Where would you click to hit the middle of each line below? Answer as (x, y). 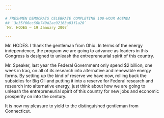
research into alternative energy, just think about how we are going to (75, 86)
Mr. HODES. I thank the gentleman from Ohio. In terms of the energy (74, 46)
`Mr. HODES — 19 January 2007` (37, 27)
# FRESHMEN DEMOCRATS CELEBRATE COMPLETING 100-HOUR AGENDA (68, 18)
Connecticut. (18, 111)
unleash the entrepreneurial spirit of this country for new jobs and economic (82, 91)
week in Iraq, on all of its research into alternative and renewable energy (78, 71)
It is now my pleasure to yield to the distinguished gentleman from (72, 106)
